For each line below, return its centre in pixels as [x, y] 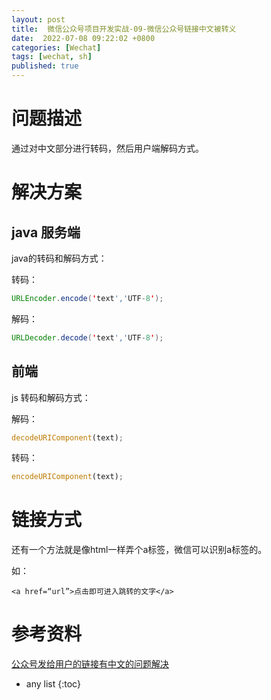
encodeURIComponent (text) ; [67, 477]
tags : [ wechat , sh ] [52, 57]
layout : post [38, 19]
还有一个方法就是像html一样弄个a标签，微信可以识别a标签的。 [139, 550]
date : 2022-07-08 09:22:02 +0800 [83, 38]
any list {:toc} [53, 684]
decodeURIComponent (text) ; [67, 437]
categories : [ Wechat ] [56, 47]
